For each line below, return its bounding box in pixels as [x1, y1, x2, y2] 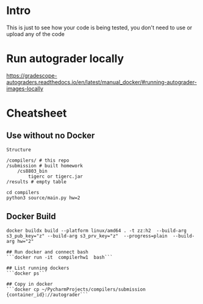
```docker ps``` [6, 270, 48, 277]
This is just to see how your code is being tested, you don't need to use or [6, 24, 193, 31]
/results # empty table [6, 178, 67, 185]
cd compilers [6, 189, 40, 195]
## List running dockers [6, 265, 69, 271]
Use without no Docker [6, 131, 95, 141]
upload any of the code [6, 30, 65, 37]
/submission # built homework [6, 162, 84, 168]
